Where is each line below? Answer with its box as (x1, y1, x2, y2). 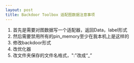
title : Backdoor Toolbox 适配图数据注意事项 (5, 12, 95, 17)
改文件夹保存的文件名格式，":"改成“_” (12, 52, 92, 58)
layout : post (5, 7, 33, 13)
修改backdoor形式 (12, 39, 51, 46)
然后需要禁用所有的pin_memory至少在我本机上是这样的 (12, 33, 129, 39)
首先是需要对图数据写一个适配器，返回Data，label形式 (12, 26, 127, 33)
